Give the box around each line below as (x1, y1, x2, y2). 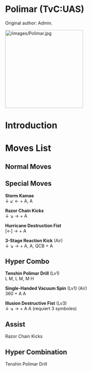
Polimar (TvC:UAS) (5, 3, 85, 15)
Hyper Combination (5, 348, 67, 356)
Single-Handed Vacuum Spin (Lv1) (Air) (5, 285, 88, 291)
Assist (5, 320, 26, 329)
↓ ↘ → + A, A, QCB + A (5, 243, 53, 249)
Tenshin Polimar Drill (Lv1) (5, 270, 60, 276)
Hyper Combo (5, 257, 50, 265)
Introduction (5, 120, 58, 131)
